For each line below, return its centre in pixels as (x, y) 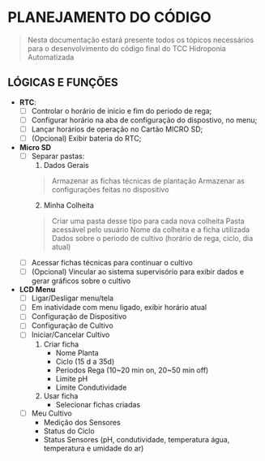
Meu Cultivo (51, 413)
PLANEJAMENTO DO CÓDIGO (109, 17)
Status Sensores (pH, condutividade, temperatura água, (137, 439)
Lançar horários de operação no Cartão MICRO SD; (117, 129)
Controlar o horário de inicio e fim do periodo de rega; (122, 110)
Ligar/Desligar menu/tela (73, 298)
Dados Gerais (66, 166)
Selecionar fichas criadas (98, 404)
